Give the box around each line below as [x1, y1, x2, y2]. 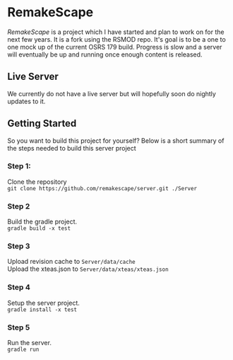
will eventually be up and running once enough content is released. [7, 50, 203, 59]
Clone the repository [7, 178, 67, 186]
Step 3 [7, 241, 30, 251]
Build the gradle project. [7, 217, 78, 226]
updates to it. [7, 97, 46, 105]
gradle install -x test [7, 306, 78, 313]
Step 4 [7, 282, 30, 292]
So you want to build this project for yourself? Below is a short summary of [7, 136, 225, 145]
